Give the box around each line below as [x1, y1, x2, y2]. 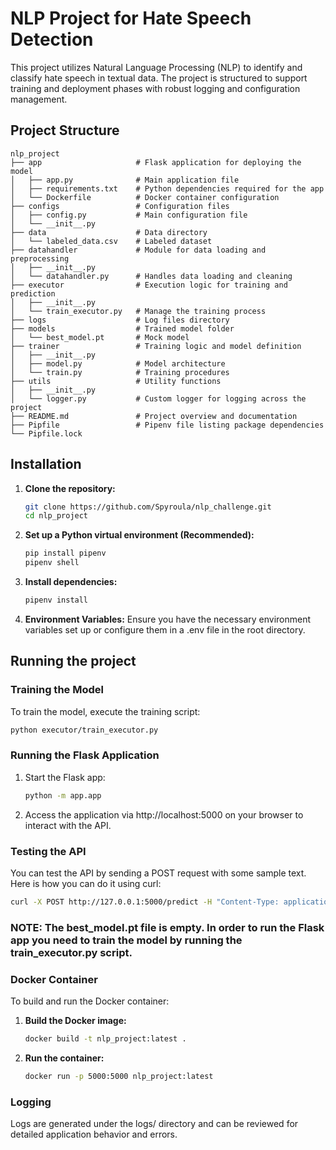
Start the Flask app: [24, 771, 106, 783]
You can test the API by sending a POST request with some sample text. [10, 867, 307, 879]
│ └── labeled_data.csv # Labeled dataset [10, 236, 213, 246]
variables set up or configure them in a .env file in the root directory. [24, 623, 306, 636]
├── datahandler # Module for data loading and [10, 245, 267, 255]
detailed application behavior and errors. [10, 1128, 178, 1141]
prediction [10, 288, 56, 299]
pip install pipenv [24, 548, 107, 559]
